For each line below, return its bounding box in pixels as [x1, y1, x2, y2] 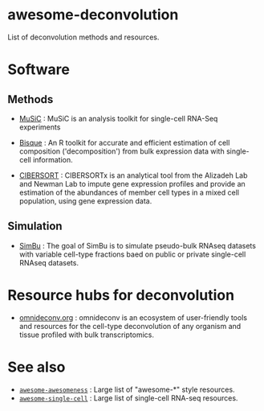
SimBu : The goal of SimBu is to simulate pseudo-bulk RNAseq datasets [18, 240, 256, 250]
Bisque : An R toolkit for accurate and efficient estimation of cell [18, 138, 230, 147]
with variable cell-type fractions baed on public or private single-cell [18, 249, 246, 259]
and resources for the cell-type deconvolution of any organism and [18, 321, 242, 331]
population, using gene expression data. [18, 195, 152, 206]
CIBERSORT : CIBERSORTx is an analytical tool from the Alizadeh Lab [18, 171, 248, 180]
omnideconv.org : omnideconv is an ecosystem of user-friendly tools [18, 312, 248, 323]
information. [32, 154, 73, 164]
